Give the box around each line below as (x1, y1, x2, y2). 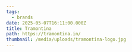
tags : (6, 8, 20, 15)
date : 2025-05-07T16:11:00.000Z (6, 20, 86, 26)
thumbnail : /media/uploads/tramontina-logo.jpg (6, 36, 127, 42)
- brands (11, 14, 33, 20)
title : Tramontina (6, 25, 52, 32)
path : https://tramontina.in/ (6, 31, 81, 37)
